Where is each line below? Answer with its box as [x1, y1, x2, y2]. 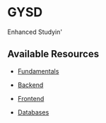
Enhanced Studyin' [7, 28, 62, 36]
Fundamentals [17, 66, 59, 75]
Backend [17, 81, 44, 89]
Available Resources [7, 48, 100, 60]
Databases [17, 107, 49, 117]
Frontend [17, 94, 45, 102]
